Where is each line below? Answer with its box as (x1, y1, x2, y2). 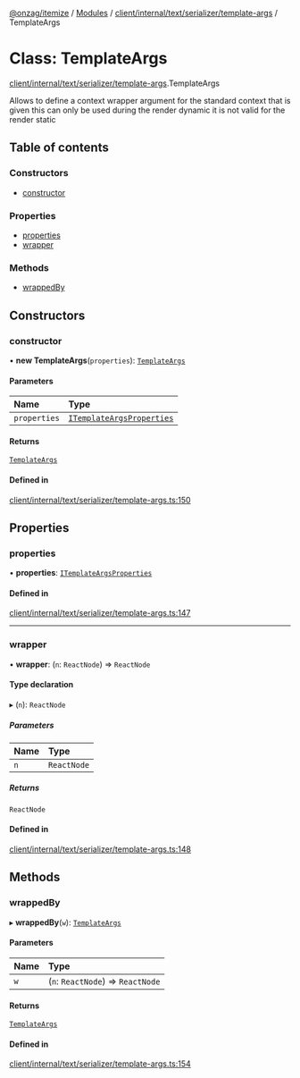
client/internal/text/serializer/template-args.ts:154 (9, 1058, 192, 1069)
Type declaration (9, 679, 74, 690)
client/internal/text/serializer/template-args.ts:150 (9, 494, 191, 505)
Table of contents (9, 140, 109, 156)
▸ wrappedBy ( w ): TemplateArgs (9, 916, 122, 928)
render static (9, 114, 56, 124)
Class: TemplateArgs (9, 48, 168, 69)
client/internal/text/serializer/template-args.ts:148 (9, 844, 192, 855)
